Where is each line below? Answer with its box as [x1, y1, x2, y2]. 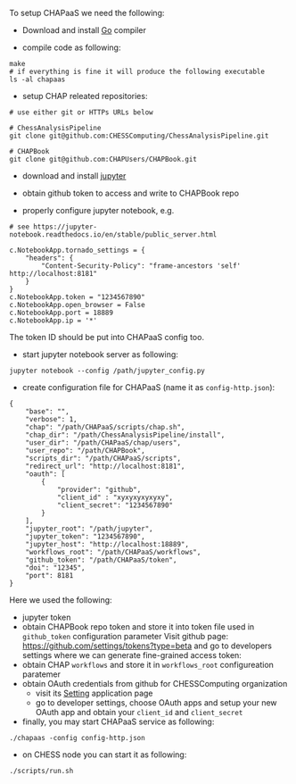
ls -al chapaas [9, 75, 66, 84]
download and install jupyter [21, 171, 127, 181]
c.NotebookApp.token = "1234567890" [9, 293, 145, 302]
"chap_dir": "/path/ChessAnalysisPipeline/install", [25, 430, 226, 439]
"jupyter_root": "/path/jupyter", [25, 524, 153, 533]
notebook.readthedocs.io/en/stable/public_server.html [9, 230, 218, 239]
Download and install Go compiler [21, 25, 147, 35]
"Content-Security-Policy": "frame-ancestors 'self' [41, 262, 242, 271]
